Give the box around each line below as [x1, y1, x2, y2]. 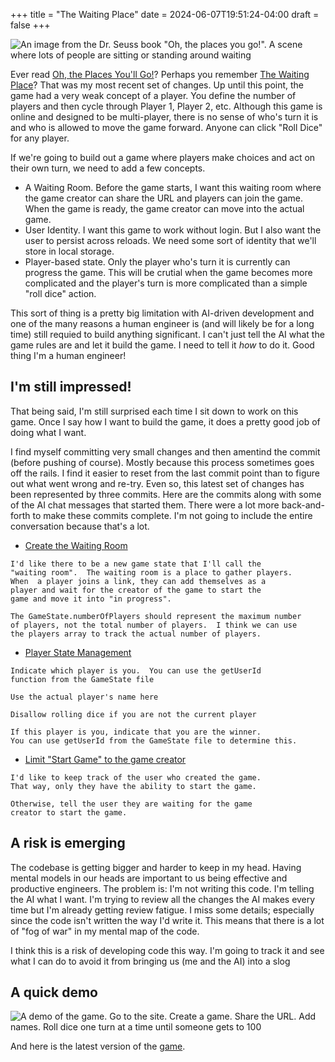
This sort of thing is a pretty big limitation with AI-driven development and [10, 307, 315, 319]
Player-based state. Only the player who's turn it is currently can [24, 256, 291, 268]
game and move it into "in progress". [10, 594, 172, 604]
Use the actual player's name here [10, 692, 159, 702]
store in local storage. [24, 245, 115, 257]
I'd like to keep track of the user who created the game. [10, 772, 262, 783]
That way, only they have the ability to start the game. [10, 781, 257, 791]
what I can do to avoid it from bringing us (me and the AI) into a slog [10, 955, 291, 967]
